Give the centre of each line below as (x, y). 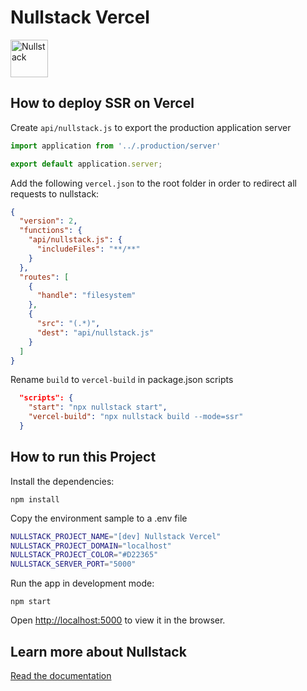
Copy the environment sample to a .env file (99, 518)
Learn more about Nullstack (98, 651)
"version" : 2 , (48, 221)
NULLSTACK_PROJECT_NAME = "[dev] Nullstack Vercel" (116, 536)
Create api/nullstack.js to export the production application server (151, 127)
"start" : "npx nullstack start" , (98, 407)
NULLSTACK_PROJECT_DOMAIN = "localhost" (91, 546)
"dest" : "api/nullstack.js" (95, 332)
